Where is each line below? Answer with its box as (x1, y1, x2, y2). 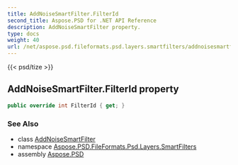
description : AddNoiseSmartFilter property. (7, 23, 141, 30)
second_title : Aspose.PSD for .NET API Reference (7, 17, 157, 24)
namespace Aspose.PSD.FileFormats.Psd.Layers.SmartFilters (17, 142, 197, 151)
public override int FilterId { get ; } (7, 102, 125, 109)
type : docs (7, 30, 40, 38)
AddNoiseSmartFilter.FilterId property (7, 83, 179, 96)
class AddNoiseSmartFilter (17, 135, 96, 143)
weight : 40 (7, 37, 40, 44)
